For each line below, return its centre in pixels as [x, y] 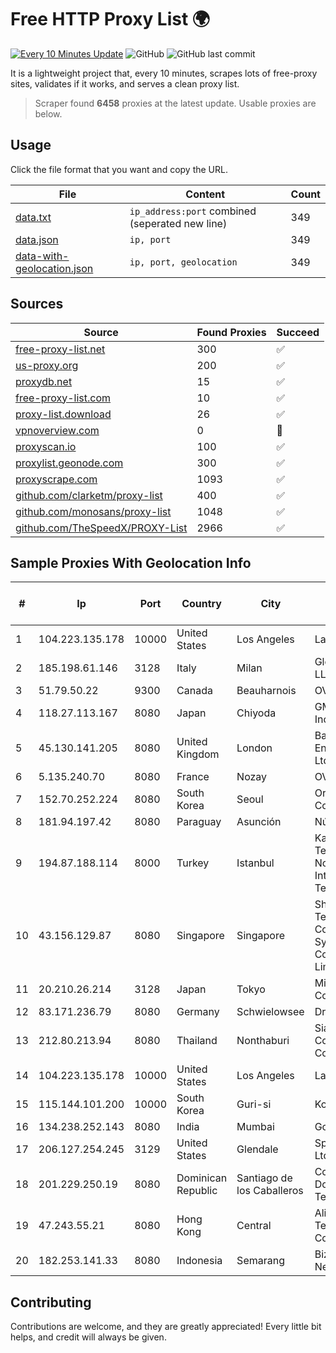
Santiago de [264, 1178]
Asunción [259, 822]
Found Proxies [231, 332]
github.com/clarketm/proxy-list [89, 495]
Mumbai [255, 1127]
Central [254, 1226]
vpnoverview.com [57, 430]
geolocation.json [54, 268]
